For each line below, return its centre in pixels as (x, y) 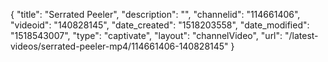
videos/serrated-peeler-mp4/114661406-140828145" (119, 46)
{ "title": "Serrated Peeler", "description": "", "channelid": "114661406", (155, 14)
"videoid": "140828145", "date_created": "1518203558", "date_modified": (160, 25)
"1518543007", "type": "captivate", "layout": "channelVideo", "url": (146, 35)
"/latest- (301, 35)
